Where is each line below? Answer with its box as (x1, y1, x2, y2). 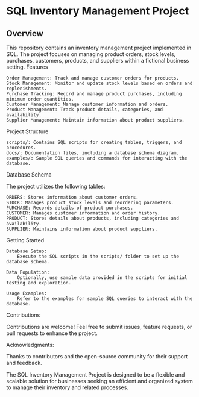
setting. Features (6, 63, 48, 70)
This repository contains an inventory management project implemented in (6, 44, 192, 51)
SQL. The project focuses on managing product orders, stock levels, (6, 51, 176, 58)
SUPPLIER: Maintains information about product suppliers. (6, 226, 158, 232)
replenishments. (6, 86, 47, 92)
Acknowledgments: (6, 342, 54, 348)
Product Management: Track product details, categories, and (6, 107, 163, 113)
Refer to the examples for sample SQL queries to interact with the (17, 296, 193, 302)
